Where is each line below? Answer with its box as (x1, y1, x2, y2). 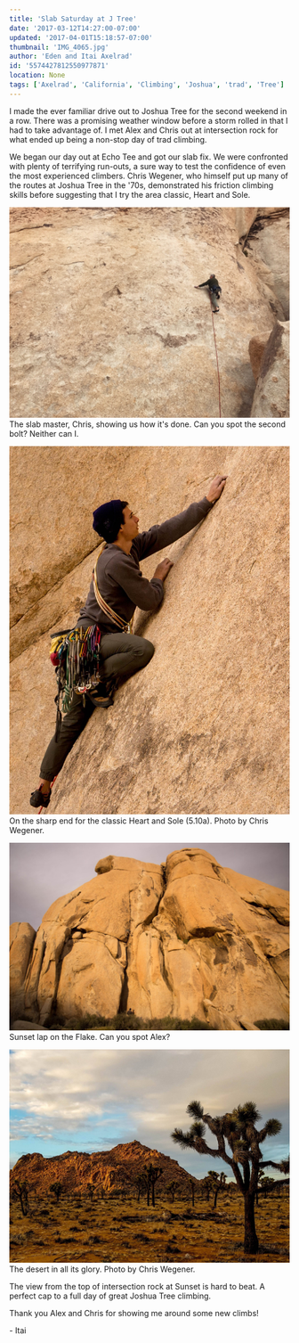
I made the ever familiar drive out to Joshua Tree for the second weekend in (9, 105, 287, 116)
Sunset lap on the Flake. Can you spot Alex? (9, 1031, 171, 1042)
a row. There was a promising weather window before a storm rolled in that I (9, 115, 288, 126)
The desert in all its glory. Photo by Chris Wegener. (9, 1264, 196, 1274)
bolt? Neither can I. (9, 428, 79, 438)
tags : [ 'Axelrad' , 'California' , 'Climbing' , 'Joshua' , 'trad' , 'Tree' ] (9, 80, 285, 89)
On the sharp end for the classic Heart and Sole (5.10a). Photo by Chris (9, 815, 269, 826)
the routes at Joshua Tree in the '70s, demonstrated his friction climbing (9, 179, 274, 191)
